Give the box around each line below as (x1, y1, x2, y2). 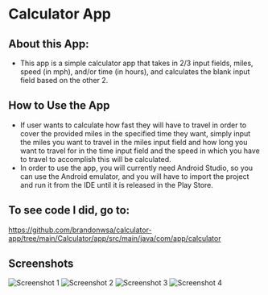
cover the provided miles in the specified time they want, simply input (19, 128, 251, 138)
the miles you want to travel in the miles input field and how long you (19, 137, 248, 147)
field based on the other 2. (19, 76, 109, 85)
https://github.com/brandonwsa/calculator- (8, 225, 152, 235)
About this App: (8, 37, 89, 51)
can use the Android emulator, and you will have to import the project (19, 171, 249, 181)
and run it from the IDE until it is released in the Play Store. (19, 180, 213, 189)
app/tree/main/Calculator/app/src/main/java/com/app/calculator (8, 233, 221, 243)
